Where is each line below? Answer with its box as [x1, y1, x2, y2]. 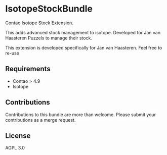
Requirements [5, 65, 51, 73]
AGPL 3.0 [5, 145, 25, 151]
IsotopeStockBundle [5, 3, 93, 15]
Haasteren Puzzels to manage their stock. [5, 35, 93, 41]
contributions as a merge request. [5, 117, 76, 123]
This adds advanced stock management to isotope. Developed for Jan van [5, 29, 161, 35]
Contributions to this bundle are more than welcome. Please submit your [5, 112, 156, 118]
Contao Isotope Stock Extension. [5, 20, 73, 26]
